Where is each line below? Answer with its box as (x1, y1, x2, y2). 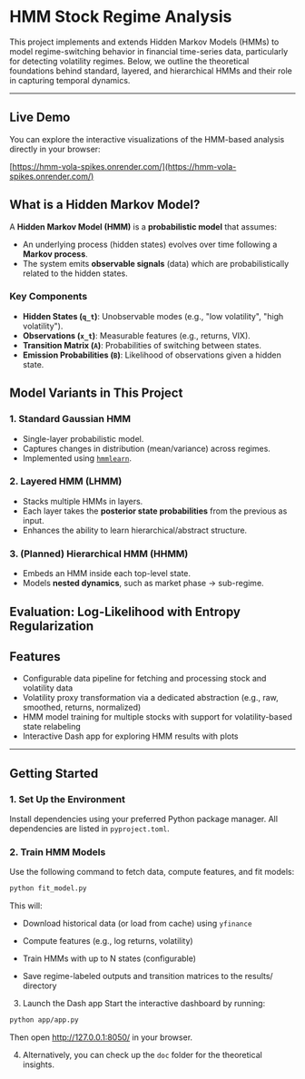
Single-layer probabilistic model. (22, 433, 144, 444)
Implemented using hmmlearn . (22, 452, 132, 464)
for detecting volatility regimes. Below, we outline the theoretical (9, 55, 250, 66)
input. (22, 515, 44, 525)
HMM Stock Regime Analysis (9, 6, 232, 27)
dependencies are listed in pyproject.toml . (9, 823, 170, 834)
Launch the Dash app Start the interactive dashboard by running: (22, 998, 266, 1009)
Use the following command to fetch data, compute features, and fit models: (9, 867, 295, 878)
